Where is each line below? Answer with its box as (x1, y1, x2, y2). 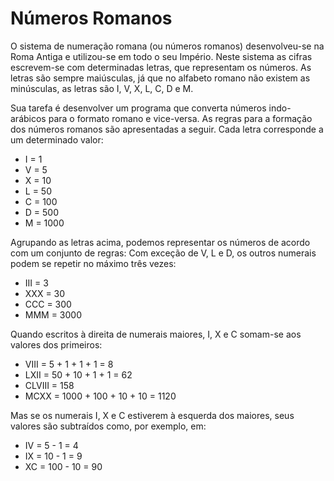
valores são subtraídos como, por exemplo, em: (10, 420, 207, 432)
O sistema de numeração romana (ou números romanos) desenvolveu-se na (10, 40, 325, 52)
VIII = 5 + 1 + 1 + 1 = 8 (24, 358, 114, 370)
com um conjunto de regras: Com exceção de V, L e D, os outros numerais (10, 247, 317, 259)
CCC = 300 (24, 298, 72, 310)
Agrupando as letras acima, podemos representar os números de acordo (10, 236, 311, 248)
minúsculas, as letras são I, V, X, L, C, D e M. (10, 82, 194, 94)
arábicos (10, 112, 47, 124)
